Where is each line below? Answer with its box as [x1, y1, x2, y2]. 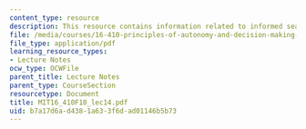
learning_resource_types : [9, 47, 107, 56]
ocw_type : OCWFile [9, 64, 79, 74]
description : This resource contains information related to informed [9, 22, 283, 31]
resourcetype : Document [9, 89, 100, 98]
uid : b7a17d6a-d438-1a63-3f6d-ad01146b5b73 [9, 106, 178, 115]
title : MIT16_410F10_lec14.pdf [9, 97, 128, 107]
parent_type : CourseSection [9, 81, 117, 90]
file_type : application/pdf [9, 38, 117, 48]
